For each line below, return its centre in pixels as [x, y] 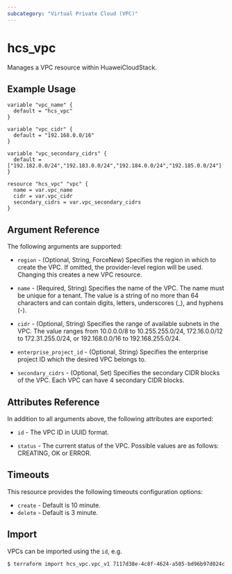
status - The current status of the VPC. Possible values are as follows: [118, 446]
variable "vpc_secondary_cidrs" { [57, 154]
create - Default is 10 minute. [59, 505]
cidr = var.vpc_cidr [43, 196]
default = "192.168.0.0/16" [54, 136]
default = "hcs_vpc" [43, 111]
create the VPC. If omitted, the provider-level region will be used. [110, 268]
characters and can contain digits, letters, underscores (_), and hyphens [120, 303]
